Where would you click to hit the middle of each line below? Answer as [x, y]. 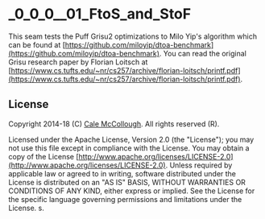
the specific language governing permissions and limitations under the [125, 199]
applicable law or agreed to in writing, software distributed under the [122, 173]
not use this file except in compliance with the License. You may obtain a [129, 148]
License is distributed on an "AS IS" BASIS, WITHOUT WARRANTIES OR [127, 182]
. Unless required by [199, 165]
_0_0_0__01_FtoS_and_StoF [100, 14]
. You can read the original [203, 53]
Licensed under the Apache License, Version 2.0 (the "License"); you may [131, 139]
